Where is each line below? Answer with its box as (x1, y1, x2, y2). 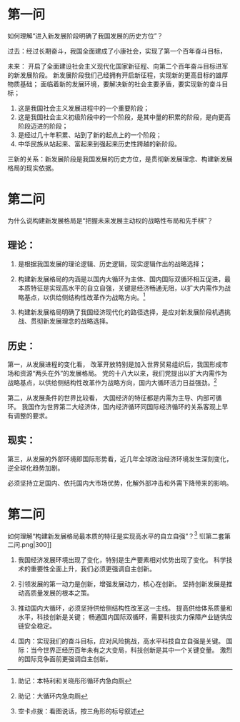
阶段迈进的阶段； (17, 121, 69, 130)
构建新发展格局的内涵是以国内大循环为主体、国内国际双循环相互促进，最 (17, 274, 231, 283)
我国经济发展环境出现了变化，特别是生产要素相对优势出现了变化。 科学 (17, 556, 226, 564)
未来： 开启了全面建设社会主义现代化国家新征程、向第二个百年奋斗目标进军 (7, 61, 229, 70)
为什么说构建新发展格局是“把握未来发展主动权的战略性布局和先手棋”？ (7, 216, 214, 225)
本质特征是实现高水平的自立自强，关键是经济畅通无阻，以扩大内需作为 (17, 284, 225, 292)
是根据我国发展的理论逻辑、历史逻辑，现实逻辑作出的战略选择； (17, 259, 206, 268)
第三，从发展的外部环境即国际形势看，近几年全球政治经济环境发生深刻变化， (7, 454, 233, 463)
